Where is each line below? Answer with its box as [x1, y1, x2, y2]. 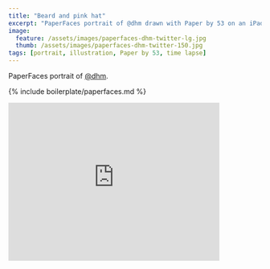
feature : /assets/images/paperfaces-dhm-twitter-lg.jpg [15, 34, 207, 43]
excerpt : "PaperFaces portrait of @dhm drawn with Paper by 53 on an [8, 19, 247, 27]
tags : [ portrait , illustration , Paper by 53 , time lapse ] [8, 49, 207, 57]
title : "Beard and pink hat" [8, 11, 106, 20]
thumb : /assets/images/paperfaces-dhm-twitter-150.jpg [15, 42, 203, 50]
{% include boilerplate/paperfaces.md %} [8, 87, 147, 96]
